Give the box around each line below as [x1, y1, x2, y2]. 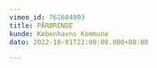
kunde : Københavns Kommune [9, 29, 109, 38]
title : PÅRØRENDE [9, 21, 74, 30]
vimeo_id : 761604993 [9, 12, 86, 22]
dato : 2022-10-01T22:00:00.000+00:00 [9, 37, 149, 47]
